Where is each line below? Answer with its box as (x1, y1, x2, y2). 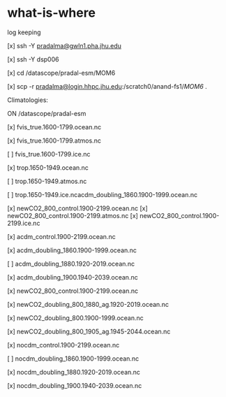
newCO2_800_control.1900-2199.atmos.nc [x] (7, 211, 138, 219)
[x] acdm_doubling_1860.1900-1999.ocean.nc (7, 246, 137, 254)
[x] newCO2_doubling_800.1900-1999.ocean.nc (7, 313, 144, 322)
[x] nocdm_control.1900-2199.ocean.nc (7, 340, 120, 349)
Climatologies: (7, 96, 49, 104)
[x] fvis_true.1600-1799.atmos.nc (7, 136, 101, 145)
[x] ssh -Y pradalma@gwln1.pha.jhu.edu (7, 41, 122, 50)
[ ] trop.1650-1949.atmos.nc (7, 177, 87, 185)
